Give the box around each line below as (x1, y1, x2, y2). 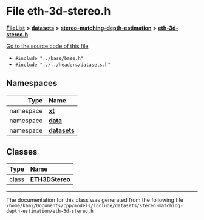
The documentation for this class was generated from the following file (6, 196, 184, 204)
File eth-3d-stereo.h (6, 4, 111, 18)
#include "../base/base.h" (15, 55, 84, 61)
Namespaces (6, 78, 58, 88)
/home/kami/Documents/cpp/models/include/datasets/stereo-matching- (6, 202, 183, 208)
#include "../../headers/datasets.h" (15, 62, 111, 68)
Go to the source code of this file (6, 42, 89, 50)
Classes (6, 147, 38, 157)
